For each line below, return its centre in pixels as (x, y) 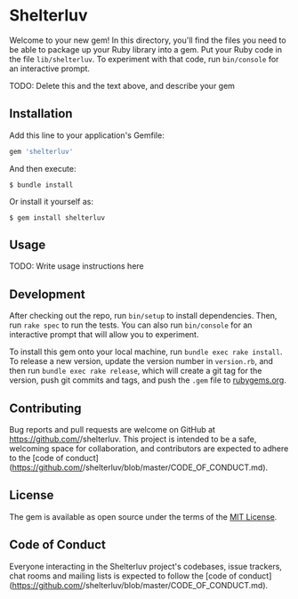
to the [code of (36, 458)
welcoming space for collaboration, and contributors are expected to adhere (149, 449)
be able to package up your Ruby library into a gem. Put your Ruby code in (146, 49)
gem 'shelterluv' (41, 151)
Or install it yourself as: (51, 201)
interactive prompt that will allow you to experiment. (104, 335)
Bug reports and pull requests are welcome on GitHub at (113, 430)
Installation (41, 113)
